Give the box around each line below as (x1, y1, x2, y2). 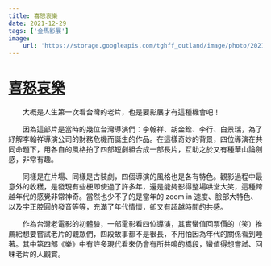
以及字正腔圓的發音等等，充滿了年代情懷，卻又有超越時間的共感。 (8, 202, 227, 212)
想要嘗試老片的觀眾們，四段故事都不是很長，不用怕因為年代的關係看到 (22, 229, 256, 239)
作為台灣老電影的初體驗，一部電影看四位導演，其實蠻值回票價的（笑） (22, 219, 256, 229)
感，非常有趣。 (8, 155, 58, 164)
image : (8, 34, 31, 43)
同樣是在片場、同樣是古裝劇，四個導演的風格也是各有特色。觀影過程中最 (22, 172, 263, 181)
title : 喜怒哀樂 (8, 11, 58, 20)
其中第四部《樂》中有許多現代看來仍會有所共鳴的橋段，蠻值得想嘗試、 (22, 239, 256, 249)
